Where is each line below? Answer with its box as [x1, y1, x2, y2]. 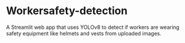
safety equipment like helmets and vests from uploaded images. [6, 29, 162, 37]
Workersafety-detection [6, 4, 128, 18]
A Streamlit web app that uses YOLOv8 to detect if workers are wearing [6, 24, 180, 31]
